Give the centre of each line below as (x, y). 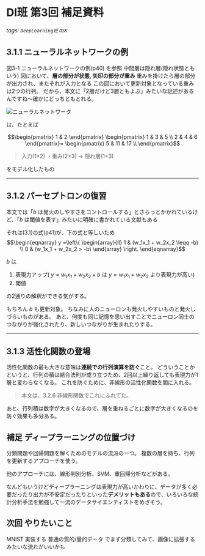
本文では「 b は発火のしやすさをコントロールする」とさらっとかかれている (99, 212)
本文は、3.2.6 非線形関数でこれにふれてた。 (77, 396)
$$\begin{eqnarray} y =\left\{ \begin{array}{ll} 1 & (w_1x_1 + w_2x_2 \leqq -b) (103, 242)
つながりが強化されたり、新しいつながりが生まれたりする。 (81, 324)
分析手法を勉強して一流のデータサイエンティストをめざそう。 (88, 502)
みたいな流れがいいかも (36, 547)
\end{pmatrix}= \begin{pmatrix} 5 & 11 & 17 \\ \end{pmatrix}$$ (103, 143)
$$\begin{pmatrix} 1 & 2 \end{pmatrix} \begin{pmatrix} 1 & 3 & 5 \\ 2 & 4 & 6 (103, 137)
